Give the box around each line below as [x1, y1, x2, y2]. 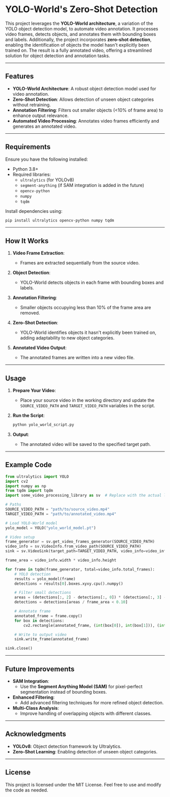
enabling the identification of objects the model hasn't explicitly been [5, 42, 149, 48]
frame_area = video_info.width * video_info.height [5, 558, 116, 563]
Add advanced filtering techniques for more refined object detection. [20, 699, 164, 705]
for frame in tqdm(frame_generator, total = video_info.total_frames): [5, 566, 155, 572]
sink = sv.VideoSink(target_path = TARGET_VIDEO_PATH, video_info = [5, 549, 146, 554]
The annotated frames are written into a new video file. [20, 355, 135, 361]
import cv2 [5, 479, 28, 484]
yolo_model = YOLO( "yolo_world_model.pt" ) [5, 525, 96, 530]
